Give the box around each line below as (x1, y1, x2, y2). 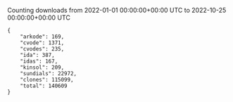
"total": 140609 (20, 82, 68, 89)
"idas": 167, (20, 58, 58, 65)
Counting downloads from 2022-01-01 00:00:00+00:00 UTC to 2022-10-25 (7, 6, 227, 14)
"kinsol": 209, (20, 64, 65, 71)
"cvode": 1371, (20, 39, 65, 46)
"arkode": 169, (20, 33, 65, 40)
